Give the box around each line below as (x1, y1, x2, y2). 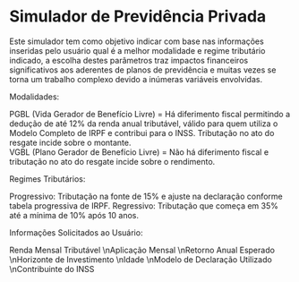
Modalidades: (9, 91, 60, 102)
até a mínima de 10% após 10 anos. (9, 209, 140, 220)
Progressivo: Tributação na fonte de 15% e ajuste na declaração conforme (9, 191, 284, 201)
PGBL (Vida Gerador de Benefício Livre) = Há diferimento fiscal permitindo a (9, 108, 291, 119)
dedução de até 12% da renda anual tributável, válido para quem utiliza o (9, 118, 278, 129)
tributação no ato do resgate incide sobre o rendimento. (9, 156, 216, 167)
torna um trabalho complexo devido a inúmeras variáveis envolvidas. (9, 73, 262, 84)
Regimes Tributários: (9, 173, 86, 184)
